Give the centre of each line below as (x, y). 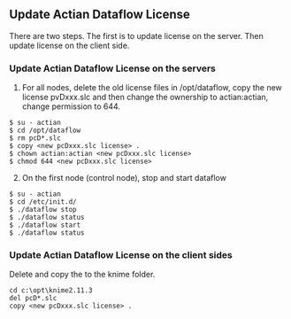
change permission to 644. (71, 106)
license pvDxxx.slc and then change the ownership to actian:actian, (145, 97)
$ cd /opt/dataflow (45, 131)
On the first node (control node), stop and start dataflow (124, 178)
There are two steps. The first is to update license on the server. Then (136, 35)
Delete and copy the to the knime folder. (82, 275)
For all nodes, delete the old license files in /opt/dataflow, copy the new (152, 88)
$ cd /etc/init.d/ (43, 202)
